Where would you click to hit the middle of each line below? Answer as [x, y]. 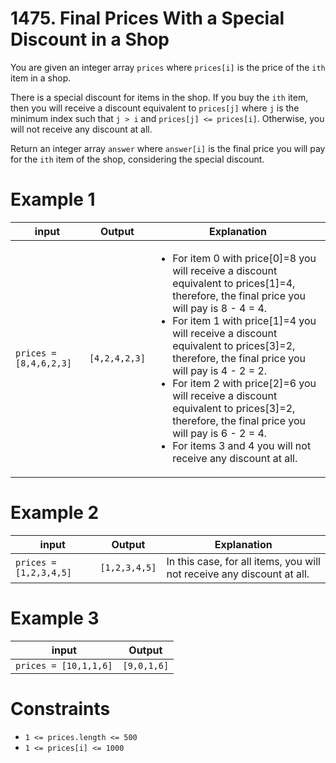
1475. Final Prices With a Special [147, 18]
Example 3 [55, 618]
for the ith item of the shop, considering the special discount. [137, 159]
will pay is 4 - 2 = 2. [220, 370]
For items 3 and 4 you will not [242, 445]
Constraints [60, 708]
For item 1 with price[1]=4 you [244, 320]
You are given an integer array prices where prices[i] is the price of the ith [168, 67]
